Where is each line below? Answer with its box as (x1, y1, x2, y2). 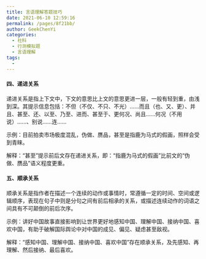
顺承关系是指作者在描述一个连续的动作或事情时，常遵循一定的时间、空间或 (6, 189, 194, 196)
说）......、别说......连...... (6, 118, 67, 125)
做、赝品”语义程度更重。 (6, 159, 69, 166)
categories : (6, 32, 37, 38)
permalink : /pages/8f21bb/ (6, 20, 75, 26)
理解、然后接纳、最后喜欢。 (6, 246, 77, 253)
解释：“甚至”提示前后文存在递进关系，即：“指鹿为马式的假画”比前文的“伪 (6, 152, 190, 159)
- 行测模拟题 (12, 44, 41, 50)
